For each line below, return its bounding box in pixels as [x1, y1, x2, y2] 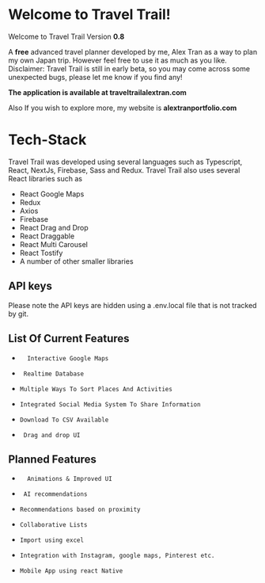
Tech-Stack [8, 131, 87, 149]
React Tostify [19, 248, 63, 257]
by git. [8, 309, 29, 318]
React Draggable [19, 231, 75, 241]
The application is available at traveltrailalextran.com [8, 87, 187, 97]
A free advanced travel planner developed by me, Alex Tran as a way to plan [8, 47, 258, 56]
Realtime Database [23, 370, 85, 378]
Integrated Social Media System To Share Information [19, 400, 201, 409]
